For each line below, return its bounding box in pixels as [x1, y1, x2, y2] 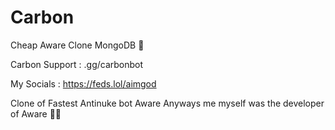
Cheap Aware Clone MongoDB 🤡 [10, 39, 145, 51]
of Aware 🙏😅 [10, 107, 62, 120]
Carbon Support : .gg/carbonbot [10, 58, 144, 70]
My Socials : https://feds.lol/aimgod [10, 77, 157, 90]
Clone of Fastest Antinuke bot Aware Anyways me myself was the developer [10, 97, 325, 109]
